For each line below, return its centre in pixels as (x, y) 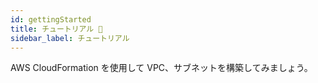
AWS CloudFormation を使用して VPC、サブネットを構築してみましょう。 (161, 68)
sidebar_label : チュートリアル (70, 38)
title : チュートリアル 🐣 (56, 29)
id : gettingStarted (51, 19)
